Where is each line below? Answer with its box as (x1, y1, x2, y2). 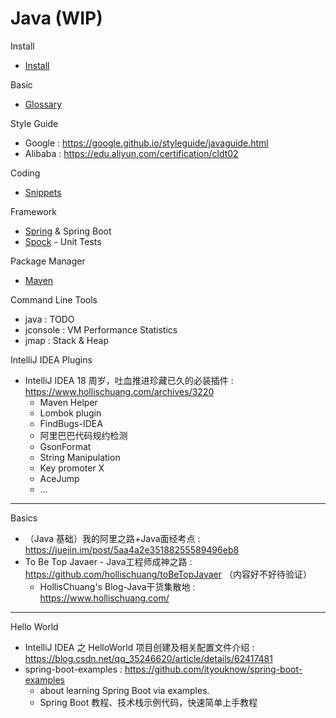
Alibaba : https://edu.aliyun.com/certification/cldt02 (24, 147, 239, 159)
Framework (10, 205, 57, 217)
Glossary (24, 98, 63, 110)
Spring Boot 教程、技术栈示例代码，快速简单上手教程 (39, 696, 258, 708)
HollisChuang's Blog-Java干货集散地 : (39, 580, 196, 592)
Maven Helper (39, 396, 98, 408)
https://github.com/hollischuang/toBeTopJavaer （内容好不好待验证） (24, 568, 312, 580)
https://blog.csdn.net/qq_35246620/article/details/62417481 (24, 652, 273, 664)
